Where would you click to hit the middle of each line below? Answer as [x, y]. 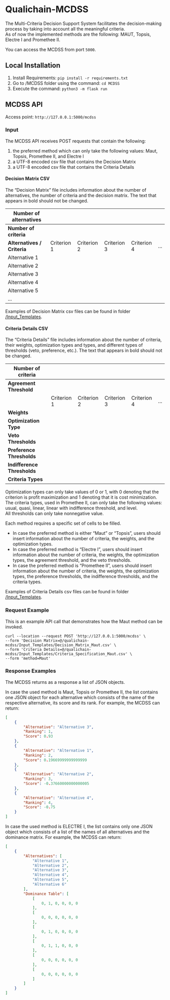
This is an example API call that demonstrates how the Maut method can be [84, 621]
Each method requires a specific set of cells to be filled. [63, 523]
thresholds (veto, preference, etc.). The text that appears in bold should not [84, 351]
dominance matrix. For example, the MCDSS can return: [63, 837]
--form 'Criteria [24, 649]
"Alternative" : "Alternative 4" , [59, 798]
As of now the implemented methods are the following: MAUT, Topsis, [78, 34]
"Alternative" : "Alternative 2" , [59, 774]
